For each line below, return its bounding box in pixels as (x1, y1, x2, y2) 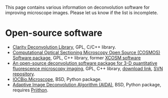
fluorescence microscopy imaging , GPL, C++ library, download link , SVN (12, 65, 163, 71)
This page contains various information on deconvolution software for (5, 5, 150, 10)
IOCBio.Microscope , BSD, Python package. (12, 76, 102, 82)
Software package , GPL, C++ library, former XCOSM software (12, 55, 141, 61)
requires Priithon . (12, 87, 49, 93)
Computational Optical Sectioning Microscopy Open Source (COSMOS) (12, 49, 160, 55)
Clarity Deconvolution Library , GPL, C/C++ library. (12, 44, 116, 50)
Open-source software (5, 27, 103, 39)
